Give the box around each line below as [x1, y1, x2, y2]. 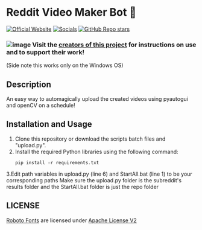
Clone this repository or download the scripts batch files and [14, 135, 166, 142]
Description [6, 79, 51, 89]
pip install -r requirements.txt [14, 159, 99, 165]
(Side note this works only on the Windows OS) [6, 62, 124, 69]
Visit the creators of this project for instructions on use [32, 40, 197, 49]
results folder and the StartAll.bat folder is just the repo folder [6, 183, 159, 190]
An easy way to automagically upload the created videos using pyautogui [6, 95, 188, 103]
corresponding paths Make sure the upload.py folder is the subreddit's [6, 176, 182, 184]
